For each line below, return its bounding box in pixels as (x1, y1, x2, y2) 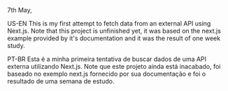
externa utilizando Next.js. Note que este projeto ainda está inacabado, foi (7, 63, 221, 70)
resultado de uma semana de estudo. (7, 77, 115, 85)
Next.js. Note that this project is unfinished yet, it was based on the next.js (7, 27, 222, 35)
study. (7, 42, 26, 49)
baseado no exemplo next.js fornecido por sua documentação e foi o (7, 69, 206, 78)
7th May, (7, 6, 33, 14)
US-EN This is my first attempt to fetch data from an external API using (7, 19, 211, 27)
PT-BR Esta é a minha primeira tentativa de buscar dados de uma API (7, 55, 207, 63)
